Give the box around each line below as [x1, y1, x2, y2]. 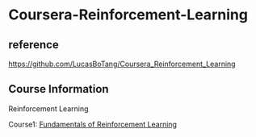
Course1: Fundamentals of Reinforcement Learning [8, 119, 178, 129]
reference [8, 38, 59, 52]
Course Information [8, 82, 109, 96]
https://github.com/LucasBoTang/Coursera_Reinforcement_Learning [8, 59, 236, 68]
